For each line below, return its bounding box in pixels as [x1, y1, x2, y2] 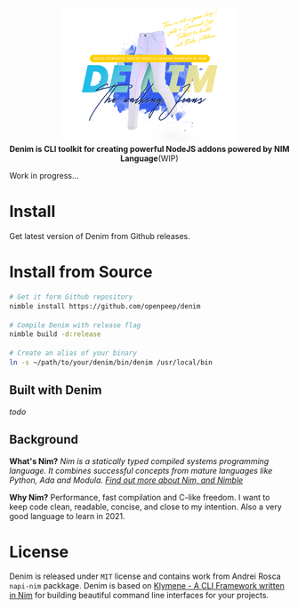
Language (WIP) [119, 153, 180, 164]
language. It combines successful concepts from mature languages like [9, 465, 273, 476]
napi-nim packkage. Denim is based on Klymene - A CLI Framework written [9, 581, 285, 591]
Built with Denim [9, 382, 102, 398]
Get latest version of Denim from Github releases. [9, 230, 190, 241]
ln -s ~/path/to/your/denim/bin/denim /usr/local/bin [9, 358, 213, 367]
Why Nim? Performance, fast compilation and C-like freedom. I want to [9, 492, 270, 502]
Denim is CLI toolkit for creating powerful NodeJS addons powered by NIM [9, 144, 290, 154]
